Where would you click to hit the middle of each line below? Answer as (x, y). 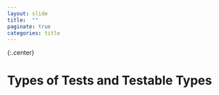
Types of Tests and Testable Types (110, 81)
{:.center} (21, 53)
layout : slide (28, 14)
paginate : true (29, 26)
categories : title (34, 33)
